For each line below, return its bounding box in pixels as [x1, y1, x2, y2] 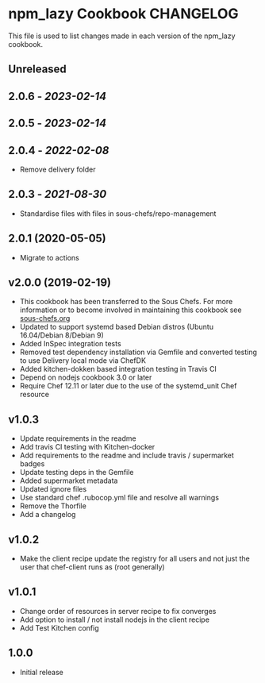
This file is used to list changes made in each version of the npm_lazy [8, 31, 236, 41]
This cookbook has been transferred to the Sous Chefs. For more [19, 297, 233, 307]
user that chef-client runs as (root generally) [19, 561, 165, 572]
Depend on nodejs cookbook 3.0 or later [19, 372, 152, 382]
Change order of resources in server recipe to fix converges [19, 606, 217, 615]
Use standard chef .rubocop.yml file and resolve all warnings [19, 493, 220, 503]
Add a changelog [19, 510, 76, 519]
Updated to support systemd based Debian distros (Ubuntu [19, 322, 214, 332]
